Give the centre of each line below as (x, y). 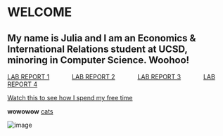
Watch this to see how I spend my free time (70, 98)
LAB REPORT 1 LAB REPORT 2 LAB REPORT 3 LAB (111, 77)
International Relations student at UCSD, (97, 49)
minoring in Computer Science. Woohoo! (98, 60)
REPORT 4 (23, 84)
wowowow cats (30, 111)
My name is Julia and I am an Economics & (102, 38)
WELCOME (40, 12)
